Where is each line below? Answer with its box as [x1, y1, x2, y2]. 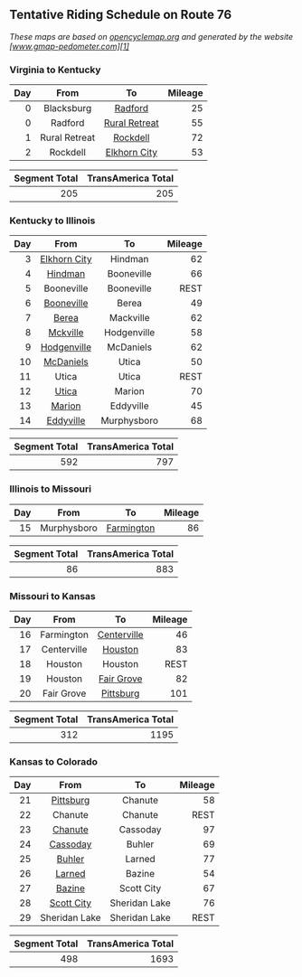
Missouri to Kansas [9, 589, 97, 602]
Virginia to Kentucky [9, 63, 101, 76]
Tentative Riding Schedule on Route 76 [9, 7, 232, 23]
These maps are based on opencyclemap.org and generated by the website [9, 31, 294, 42]
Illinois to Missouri [9, 483, 92, 495]
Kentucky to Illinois [9, 214, 96, 227]
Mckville [48, 326, 84, 339]
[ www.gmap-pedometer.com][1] [9, 41, 129, 52]
